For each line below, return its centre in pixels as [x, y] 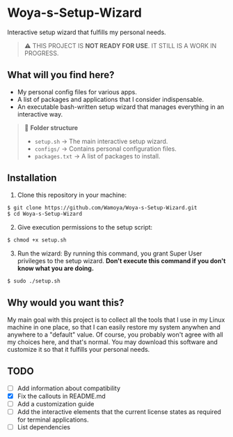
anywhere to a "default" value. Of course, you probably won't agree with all [115, 334]
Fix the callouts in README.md [61, 396]
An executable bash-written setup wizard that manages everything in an [121, 107]
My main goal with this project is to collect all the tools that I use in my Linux [116, 320]
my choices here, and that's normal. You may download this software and [112, 342]
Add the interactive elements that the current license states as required [119, 412]
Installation [32, 178]
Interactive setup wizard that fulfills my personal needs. [87, 32]
